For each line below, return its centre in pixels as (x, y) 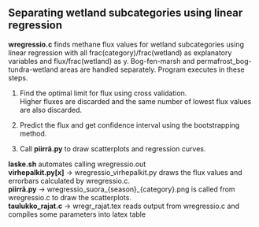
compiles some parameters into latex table (77, 214)
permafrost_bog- (224, 61)
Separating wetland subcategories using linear (126, 13)
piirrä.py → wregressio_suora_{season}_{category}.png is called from (122, 189)
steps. (18, 77)
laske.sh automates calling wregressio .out (77, 164)
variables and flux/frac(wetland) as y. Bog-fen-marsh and (102, 61)
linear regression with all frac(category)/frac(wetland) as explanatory (120, 52)
